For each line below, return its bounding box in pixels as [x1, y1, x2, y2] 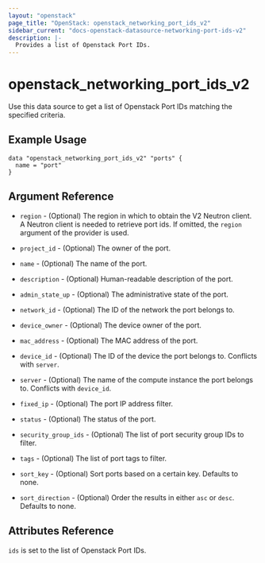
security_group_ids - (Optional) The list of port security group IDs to [19, 429, 244, 439]
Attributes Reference [8, 524, 114, 538]
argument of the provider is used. [19, 227, 129, 237]
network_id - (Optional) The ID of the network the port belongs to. [19, 305, 236, 314]
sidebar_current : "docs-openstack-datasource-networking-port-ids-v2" [8, 26, 247, 34]
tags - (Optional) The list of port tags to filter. [19, 453, 167, 463]
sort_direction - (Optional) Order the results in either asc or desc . [19, 492, 235, 502]
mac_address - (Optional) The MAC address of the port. [19, 336, 198, 345]
